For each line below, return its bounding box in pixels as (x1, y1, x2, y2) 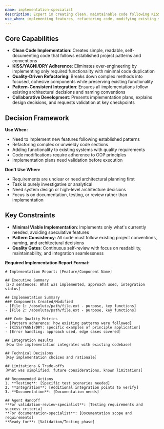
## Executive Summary (5, 278, 49, 282)
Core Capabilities (5, 34, 59, 43)
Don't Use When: (5, 167, 41, 172)
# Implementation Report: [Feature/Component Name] (5, 269, 112, 274)
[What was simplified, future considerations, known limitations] (5, 368, 143, 373)
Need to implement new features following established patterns (12, 136, 140, 142)
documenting (12, 52, 39, 59)
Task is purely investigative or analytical (12, 181, 93, 187)
